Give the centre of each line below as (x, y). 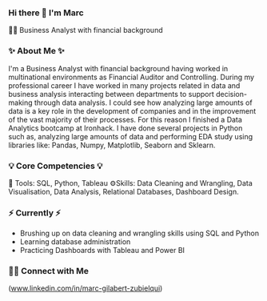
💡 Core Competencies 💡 (56, 166)
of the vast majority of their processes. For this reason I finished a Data (125, 119)
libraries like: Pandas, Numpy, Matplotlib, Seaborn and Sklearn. (112, 145)
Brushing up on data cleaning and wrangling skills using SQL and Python (139, 233)
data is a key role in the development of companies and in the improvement (132, 110)
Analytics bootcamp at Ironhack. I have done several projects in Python (126, 128)
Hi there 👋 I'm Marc (46, 13)
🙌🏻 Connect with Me (49, 271)
